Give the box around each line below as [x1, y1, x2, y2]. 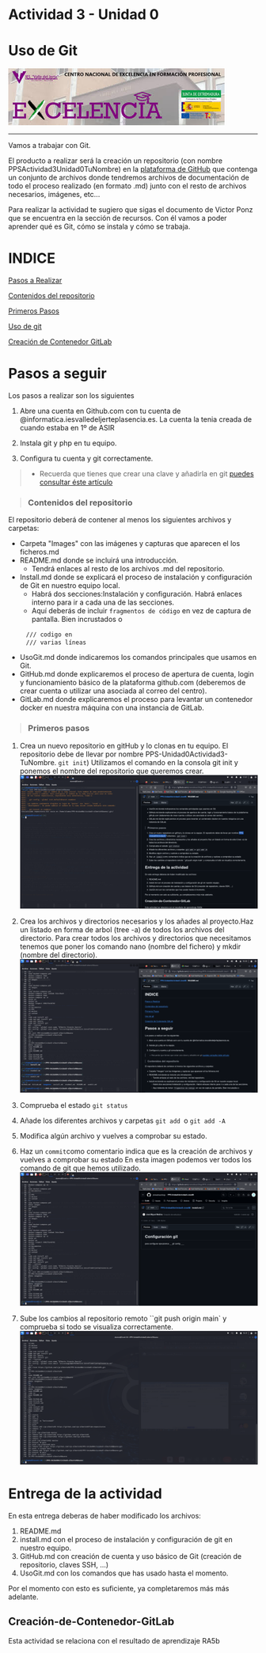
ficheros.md [19, 548, 59, 557]
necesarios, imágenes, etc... [8, 190, 101, 199]
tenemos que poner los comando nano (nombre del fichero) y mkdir [19, 942, 241, 951]
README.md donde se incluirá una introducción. [19, 555, 179, 565]
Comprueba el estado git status [19, 1100, 128, 1109]
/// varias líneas [25, 639, 87, 646]
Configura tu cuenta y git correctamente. [19, 453, 154, 463]
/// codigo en [25, 631, 73, 639]
